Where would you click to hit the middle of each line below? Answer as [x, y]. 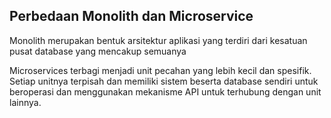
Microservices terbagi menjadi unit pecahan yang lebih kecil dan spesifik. [160, 70]
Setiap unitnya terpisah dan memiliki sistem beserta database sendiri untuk [164, 81]
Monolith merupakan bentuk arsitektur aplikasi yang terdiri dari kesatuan [158, 40]
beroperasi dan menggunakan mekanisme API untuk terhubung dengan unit [165, 91]
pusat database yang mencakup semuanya [98, 51]
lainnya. [25, 102]
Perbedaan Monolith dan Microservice [131, 16]
